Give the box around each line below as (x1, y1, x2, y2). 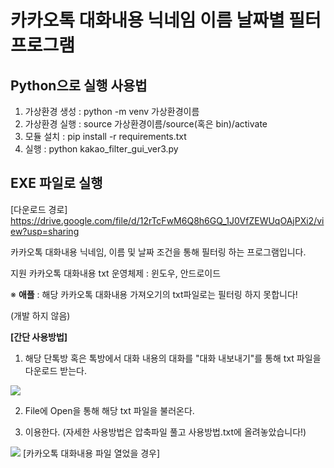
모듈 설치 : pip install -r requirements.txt (24, 131, 187, 142)
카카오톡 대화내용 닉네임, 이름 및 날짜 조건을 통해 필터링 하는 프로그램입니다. (10, 246, 307, 258)
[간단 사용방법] (10, 331, 68, 343)
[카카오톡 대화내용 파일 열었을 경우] (22, 447, 161, 459)
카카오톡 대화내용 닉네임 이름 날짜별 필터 (10, 9, 322, 32)
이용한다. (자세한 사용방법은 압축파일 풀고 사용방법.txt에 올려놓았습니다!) (24, 426, 307, 438)
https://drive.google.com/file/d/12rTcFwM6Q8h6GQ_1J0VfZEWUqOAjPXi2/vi (10, 214, 325, 226)
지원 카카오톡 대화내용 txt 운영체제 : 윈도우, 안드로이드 (10, 267, 222, 279)
